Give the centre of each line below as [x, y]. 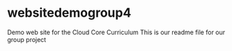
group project [27, 39]
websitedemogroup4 [69, 13]
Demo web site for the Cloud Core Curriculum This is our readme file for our [116, 32]
